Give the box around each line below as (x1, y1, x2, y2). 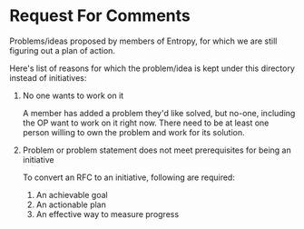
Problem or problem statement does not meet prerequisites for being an (22, 144, 292, 155)
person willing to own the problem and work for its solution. (22, 126, 245, 137)
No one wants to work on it (22, 90, 124, 101)
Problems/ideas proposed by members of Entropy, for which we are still (9, 35, 278, 46)
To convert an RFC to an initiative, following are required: (22, 172, 236, 183)
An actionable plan (35, 199, 106, 210)
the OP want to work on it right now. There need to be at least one (22, 117, 270, 128)
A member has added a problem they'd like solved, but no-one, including (22, 107, 296, 118)
